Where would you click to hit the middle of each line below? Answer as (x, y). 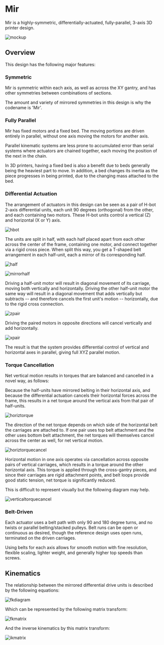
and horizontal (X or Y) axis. (33, 220)
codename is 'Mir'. (24, 108)
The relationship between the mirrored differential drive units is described (79, 585)
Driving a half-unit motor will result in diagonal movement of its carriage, (78, 283)
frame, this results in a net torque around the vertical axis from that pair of (79, 400)
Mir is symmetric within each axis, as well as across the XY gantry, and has (81, 88)
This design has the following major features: (51, 64)
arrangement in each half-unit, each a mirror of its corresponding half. (75, 254)
